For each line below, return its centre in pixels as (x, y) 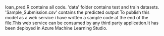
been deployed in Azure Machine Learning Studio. (56, 28)
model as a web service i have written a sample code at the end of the (77, 18)
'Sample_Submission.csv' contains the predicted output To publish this (77, 12)
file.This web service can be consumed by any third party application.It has (82, 23)
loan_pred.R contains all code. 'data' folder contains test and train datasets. (82, 7)
